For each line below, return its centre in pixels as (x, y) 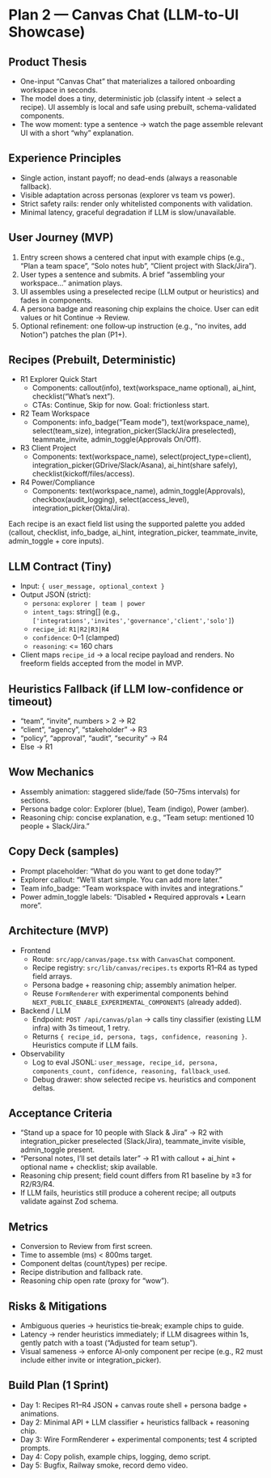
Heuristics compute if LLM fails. (85, 1044)
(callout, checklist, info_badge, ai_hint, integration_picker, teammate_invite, (133, 532)
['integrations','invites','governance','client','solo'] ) (133, 620)
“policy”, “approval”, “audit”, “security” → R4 (94, 739)
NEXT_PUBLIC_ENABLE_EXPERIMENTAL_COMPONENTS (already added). (137, 1002)
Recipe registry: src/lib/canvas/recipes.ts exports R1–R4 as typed (145, 968)
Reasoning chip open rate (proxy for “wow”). (95, 1281)
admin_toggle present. (57, 1150)
